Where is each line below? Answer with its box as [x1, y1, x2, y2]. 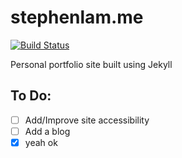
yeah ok [24, 136, 58, 148]
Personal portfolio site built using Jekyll [10, 58, 173, 70]
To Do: [10, 87, 52, 105]
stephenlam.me [10, 6, 144, 29]
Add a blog [24, 125, 71, 137]
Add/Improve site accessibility [24, 114, 150, 126]
